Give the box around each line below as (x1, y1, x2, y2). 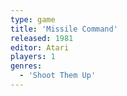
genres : (10, 61, 43, 71)
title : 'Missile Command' (10, 24, 118, 34)
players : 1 (10, 52, 56, 62)
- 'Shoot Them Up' (19, 71, 97, 81)
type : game (10, 14, 56, 25)
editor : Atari (10, 42, 70, 53)
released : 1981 (10, 33, 74, 43)
